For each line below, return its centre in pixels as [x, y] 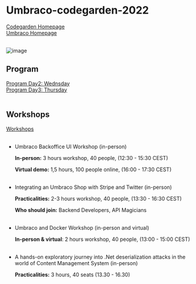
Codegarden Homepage [35, 27]
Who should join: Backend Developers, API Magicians [81, 210]
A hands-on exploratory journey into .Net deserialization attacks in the [100, 257]
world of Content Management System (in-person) [76, 263]
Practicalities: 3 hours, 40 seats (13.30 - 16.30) [72, 275]
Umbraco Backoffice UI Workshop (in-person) [71, 146]
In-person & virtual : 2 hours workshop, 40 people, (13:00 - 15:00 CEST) [102, 239]
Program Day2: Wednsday [38, 83]
